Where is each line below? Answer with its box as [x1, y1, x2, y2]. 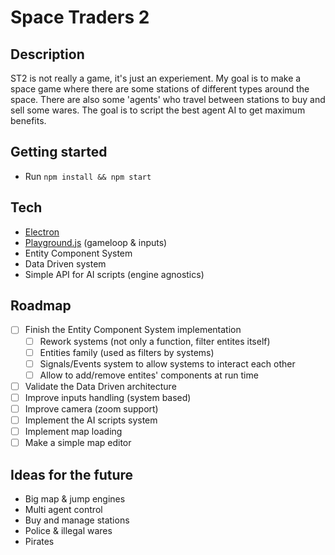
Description [10, 46, 85, 63]
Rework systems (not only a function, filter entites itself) [39, 335, 271, 347]
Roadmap [10, 297, 72, 315]
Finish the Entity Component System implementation [24, 324, 242, 336]
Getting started [10, 144, 108, 161]
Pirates [24, 535, 55, 547]
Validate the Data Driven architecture [24, 380, 177, 392]
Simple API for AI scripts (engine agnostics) [24, 268, 205, 280]
